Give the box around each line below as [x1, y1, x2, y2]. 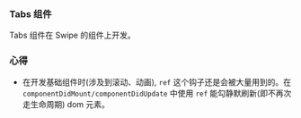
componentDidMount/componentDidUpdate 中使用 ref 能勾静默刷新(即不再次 [22, 88, 292, 98]
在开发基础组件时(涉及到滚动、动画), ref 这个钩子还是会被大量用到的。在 [22, 76, 292, 87]
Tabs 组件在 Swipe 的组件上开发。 [9, 29, 137, 41]
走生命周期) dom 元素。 [22, 98, 111, 109]
